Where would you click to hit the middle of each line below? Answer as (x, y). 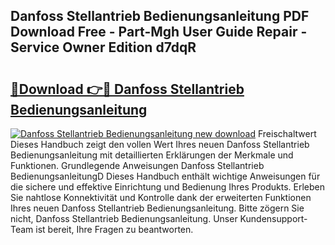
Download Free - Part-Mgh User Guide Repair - (159, 32)
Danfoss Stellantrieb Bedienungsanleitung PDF (160, 16)
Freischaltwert (287, 133)
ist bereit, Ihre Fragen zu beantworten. (114, 229)
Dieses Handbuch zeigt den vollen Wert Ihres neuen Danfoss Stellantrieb (160, 144)
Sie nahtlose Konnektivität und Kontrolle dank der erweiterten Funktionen (161, 197)
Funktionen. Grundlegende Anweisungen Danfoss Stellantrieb (137, 165)
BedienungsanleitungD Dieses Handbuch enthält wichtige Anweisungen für (165, 176)
